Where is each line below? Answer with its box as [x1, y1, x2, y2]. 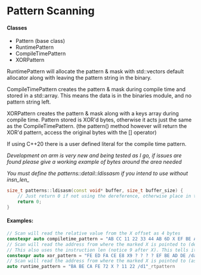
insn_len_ [7, 176, 30, 183]
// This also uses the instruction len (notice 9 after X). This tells [7, 247, 188, 253]
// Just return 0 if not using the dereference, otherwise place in [17, 193, 191, 199]
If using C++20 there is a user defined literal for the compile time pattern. [7, 140, 187, 148]
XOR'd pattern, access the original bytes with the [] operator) [7, 129, 157, 136]
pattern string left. [7, 98, 51, 105]
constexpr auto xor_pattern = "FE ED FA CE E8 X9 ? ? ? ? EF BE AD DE [7, 252, 186, 258]
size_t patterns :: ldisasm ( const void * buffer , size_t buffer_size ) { [7, 187, 184, 194]
